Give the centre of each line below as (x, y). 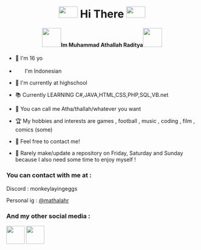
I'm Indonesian (43, 71)
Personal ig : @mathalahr (38, 200)
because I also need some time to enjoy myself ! (76, 160)
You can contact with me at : (49, 176)
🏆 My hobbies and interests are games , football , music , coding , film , (105, 121)
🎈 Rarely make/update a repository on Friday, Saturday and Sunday (99, 153)
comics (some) (34, 130)
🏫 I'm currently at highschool (51, 83)
